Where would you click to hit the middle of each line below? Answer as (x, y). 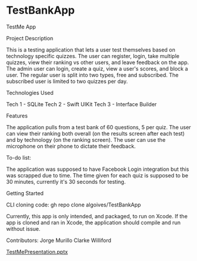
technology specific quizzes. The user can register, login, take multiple (93, 56)
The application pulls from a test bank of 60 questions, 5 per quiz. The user (99, 127)
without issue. (23, 228)
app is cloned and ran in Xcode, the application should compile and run (93, 222)
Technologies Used (30, 93)
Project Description (30, 38)
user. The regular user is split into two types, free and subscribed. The (93, 75)
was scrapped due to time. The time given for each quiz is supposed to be (97, 175)
